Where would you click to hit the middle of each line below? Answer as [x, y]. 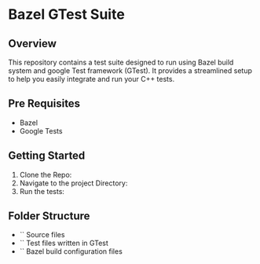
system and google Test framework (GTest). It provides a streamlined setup [130, 71]
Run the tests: [42, 191]
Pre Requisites [44, 104]
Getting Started [47, 156]
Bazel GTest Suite [67, 15]
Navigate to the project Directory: [73, 183]
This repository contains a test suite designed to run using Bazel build [121, 62]
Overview [33, 44]
